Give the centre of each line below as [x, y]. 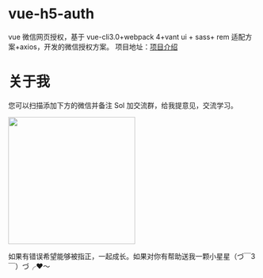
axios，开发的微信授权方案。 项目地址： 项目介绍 [99, 46]
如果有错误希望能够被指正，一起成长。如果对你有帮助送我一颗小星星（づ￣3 [132, 256]
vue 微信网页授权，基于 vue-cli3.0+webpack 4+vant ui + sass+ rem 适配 [127, 37]
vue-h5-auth [51, 14]
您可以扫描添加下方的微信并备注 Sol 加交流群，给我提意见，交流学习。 [123, 105]
